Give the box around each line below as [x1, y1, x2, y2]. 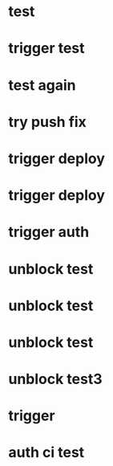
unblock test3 [8, 370, 103, 388]
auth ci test [8, 444, 85, 462]
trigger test [8, 39, 86, 58]
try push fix [8, 112, 87, 131]
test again [8, 76, 76, 94]
